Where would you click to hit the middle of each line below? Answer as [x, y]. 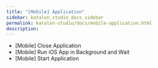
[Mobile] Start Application [47, 58]
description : [23, 29]
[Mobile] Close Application [48, 46]
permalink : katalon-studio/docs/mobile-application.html [79, 23]
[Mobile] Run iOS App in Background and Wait [72, 52]
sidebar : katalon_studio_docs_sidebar [55, 17]
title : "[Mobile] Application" [46, 12]
